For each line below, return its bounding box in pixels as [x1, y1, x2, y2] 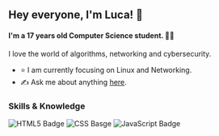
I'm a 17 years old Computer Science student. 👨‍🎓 [8, 30, 175, 40]
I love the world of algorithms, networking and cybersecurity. [8, 49, 212, 58]
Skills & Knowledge [8, 100, 86, 112]
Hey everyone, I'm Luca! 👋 [8, 8, 143, 22]
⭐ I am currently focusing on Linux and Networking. [19, 65, 192, 74]
